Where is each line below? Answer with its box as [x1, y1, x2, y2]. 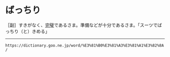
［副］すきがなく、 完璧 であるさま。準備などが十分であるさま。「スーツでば [5, 22, 162, 28]
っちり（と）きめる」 [5, 28, 50, 34]
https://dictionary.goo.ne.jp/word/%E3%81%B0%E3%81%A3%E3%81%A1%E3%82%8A [5, 43, 164, 48]
